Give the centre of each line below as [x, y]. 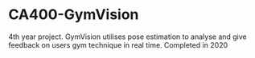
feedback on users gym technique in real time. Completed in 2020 [118, 44]
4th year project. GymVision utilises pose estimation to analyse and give [127, 37]
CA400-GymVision [74, 15]
